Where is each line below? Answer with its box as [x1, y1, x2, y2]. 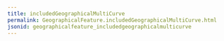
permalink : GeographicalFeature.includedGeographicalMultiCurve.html [7, 17, 218, 24]
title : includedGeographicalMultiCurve [7, 10, 125, 17]
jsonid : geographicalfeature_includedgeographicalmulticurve [7, 23, 192, 30]
